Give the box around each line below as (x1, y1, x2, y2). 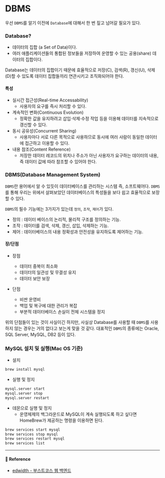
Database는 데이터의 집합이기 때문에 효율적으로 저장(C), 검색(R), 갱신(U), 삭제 (5, 67, 156, 73)
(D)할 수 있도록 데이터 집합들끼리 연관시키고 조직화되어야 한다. (5, 73, 124, 79)
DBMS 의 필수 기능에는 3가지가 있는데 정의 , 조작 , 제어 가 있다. (5, 206, 114, 212)
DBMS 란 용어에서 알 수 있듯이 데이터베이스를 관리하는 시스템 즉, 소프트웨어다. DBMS (5, 183, 161, 189)
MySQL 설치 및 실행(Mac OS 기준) (5, 345, 83, 352)
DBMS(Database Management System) (5, 171, 101, 178)
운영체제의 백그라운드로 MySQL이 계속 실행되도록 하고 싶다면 (19, 411, 137, 417)
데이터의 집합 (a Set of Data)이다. (12, 44, 78, 50)
